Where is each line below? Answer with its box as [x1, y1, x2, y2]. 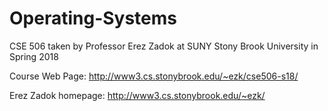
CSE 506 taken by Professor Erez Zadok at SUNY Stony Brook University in [9, 40, 319, 52]
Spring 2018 [9, 50, 59, 62]
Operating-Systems [9, 7, 178, 30]
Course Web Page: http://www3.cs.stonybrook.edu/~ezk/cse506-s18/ [9, 70, 299, 82]
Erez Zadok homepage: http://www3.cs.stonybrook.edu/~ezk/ [9, 89, 266, 101]
